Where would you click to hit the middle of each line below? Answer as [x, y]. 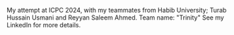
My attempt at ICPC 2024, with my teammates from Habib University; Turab [117, 10]
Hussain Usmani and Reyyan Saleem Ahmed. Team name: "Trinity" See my [115, 17]
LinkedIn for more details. [44, 25]
